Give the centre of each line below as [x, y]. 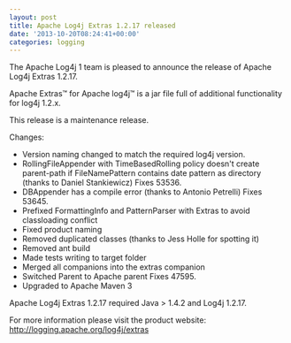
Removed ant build [56, 248]
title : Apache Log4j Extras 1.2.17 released [92, 26]
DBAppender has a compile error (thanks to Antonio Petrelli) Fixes [142, 192]
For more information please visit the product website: [107, 320]
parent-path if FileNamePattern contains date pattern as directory [142, 173]
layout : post [33, 17]
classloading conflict [60, 220]
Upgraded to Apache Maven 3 [77, 286]
